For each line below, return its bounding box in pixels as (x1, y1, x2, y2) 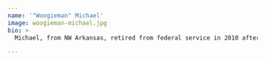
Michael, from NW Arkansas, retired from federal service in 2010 (14, 33, 239, 42)
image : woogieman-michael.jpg (7, 19, 108, 27)
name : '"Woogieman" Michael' (7, 11, 104, 20)
